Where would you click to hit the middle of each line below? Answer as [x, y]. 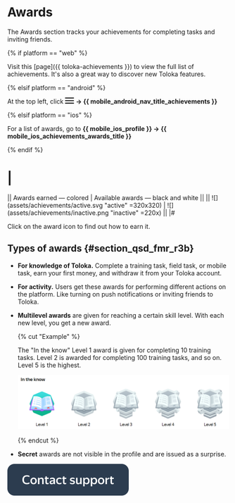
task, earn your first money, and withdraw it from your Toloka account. [120, 273]
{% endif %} [25, 149]
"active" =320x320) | [135, 205]
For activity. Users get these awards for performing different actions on [122, 287]
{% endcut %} [38, 440]
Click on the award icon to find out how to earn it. [79, 226]
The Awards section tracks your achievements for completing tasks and [111, 32]
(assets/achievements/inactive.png [58, 213]
